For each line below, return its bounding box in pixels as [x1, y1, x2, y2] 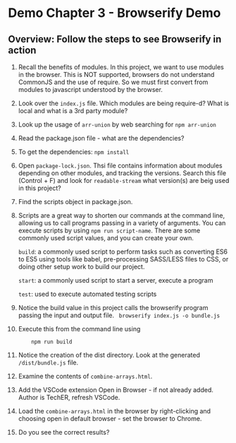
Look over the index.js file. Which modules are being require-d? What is [18, 99, 230, 107]
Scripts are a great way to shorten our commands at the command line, [18, 211, 225, 220]
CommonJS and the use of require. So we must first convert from [18, 78, 209, 86]
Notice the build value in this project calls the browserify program [18, 304, 209, 312]
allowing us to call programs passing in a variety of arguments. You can [18, 219, 226, 227]
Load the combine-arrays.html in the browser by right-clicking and [18, 407, 211, 415]
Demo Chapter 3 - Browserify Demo [8, 5, 221, 21]
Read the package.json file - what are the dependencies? [18, 134, 185, 142]
